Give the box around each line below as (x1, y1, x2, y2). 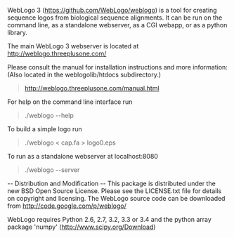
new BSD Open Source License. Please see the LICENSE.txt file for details (7, 187, 222, 195)
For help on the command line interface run (7, 98, 133, 106)
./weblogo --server (24, 166, 80, 174)
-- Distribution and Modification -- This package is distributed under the (7, 179, 216, 187)
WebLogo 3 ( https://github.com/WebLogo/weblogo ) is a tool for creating (7, 6, 217, 14)
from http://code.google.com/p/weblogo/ (7, 201, 126, 210)
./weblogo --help (24, 112, 74, 119)
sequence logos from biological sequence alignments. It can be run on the (7, 13, 223, 22)
